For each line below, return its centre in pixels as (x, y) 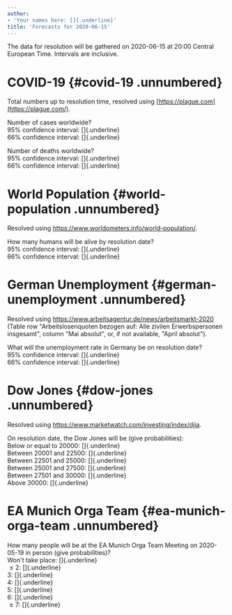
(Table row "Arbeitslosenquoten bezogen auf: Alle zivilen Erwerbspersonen (115, 326)
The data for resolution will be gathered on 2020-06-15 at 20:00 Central (111, 47)
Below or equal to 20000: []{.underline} (64, 446)
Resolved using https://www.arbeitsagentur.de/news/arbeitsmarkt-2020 (111, 319)
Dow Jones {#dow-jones (80, 390)
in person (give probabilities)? (68, 553)
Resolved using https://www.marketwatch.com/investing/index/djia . (105, 425)
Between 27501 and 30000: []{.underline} (67, 475)
